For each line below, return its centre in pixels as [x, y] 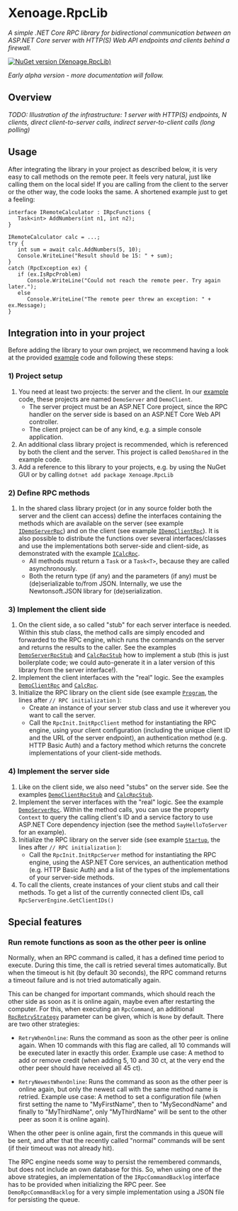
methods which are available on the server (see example [101, 523]
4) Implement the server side [59, 771]
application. [46, 437]
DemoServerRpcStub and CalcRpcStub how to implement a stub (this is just [123, 655]
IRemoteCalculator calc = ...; [54, 237]
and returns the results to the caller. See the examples [97, 647]
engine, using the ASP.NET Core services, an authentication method [129, 862]
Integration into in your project [76, 333]
